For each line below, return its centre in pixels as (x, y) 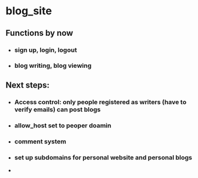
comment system (40, 141)
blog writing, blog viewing (53, 65)
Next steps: (28, 85)
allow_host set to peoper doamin (63, 125)
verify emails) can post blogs (57, 110)
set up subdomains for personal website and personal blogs (103, 157)
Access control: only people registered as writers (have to (100, 102)
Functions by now (39, 33)
